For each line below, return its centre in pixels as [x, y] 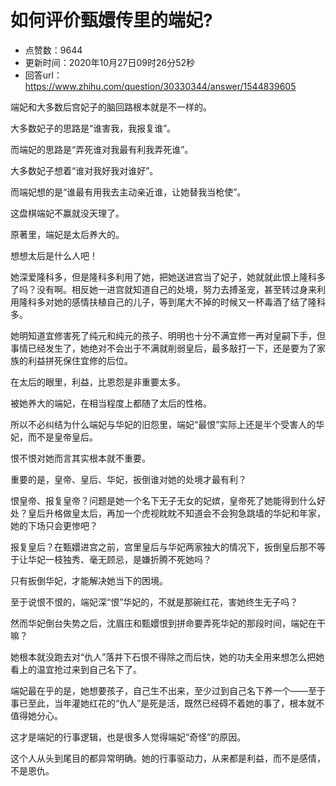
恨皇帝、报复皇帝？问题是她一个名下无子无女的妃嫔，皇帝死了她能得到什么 [163, 500]
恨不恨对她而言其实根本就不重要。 [80, 458]
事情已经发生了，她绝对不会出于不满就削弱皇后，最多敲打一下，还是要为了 [163, 348]
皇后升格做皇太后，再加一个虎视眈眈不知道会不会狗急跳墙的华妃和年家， [176, 513]
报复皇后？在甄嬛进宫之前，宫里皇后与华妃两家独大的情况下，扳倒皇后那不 [163, 547]
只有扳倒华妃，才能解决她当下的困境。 [89, 580]
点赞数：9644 [53, 50]
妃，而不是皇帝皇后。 [54, 437]
